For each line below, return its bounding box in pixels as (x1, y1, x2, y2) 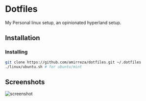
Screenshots (5, 77, 45, 86)
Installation (5, 34, 40, 42)
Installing (5, 49, 28, 55)
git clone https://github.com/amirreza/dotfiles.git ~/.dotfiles (5, 60, 141, 65)
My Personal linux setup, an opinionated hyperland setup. (5, 20, 122, 25)
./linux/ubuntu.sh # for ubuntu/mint (5, 64, 82, 69)
